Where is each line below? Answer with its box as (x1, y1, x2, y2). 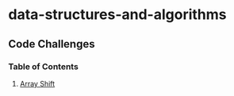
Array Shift (19, 79, 56, 88)
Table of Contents (8, 61, 79, 72)
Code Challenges (8, 37, 95, 51)
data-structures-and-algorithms (8, 6, 228, 24)
